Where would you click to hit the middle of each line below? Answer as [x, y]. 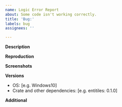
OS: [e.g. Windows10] [35, 86]
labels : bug [17, 24]
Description [18, 47]
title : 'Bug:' [20, 19]
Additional [16, 101]
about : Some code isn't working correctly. [51, 14]
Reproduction [20, 56]
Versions [15, 76]
